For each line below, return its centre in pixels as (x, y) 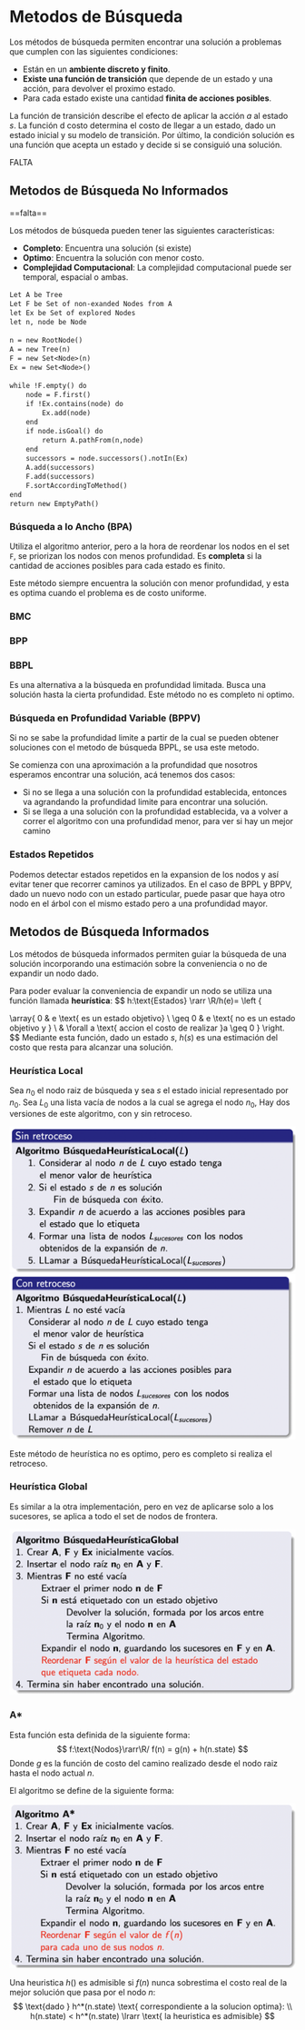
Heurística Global (49, 1487)
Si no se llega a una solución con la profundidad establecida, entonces (155, 792)
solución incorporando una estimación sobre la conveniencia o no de (138, 963)
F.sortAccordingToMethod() (77, 485)
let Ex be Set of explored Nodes (73, 313)
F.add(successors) (60, 476)
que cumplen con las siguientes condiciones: (94, 51)
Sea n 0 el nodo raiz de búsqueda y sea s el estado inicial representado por (149, 1091)
